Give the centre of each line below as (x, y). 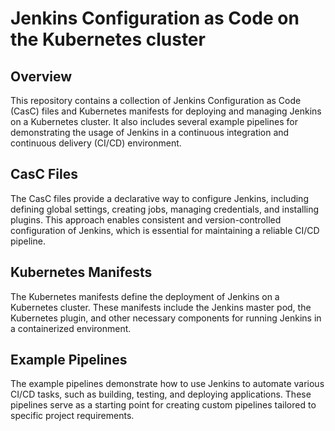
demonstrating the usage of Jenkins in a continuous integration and (150, 132)
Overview (41, 76)
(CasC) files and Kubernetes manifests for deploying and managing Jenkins (166, 111)
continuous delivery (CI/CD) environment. (96, 143)
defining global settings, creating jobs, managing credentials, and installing (165, 209)
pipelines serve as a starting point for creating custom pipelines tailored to (163, 405)
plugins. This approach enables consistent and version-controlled (146, 219)
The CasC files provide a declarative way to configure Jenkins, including (159, 198)
